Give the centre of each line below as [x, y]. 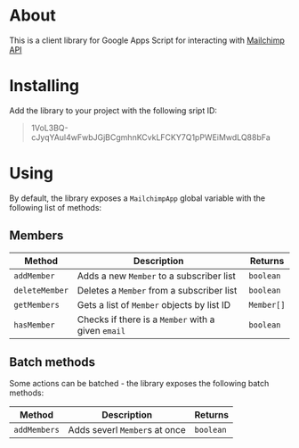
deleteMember [41, 290]
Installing [44, 86]
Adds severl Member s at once [127, 430]
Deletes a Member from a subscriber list [157, 290]
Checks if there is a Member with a [146, 319]
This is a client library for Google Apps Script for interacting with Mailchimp [147, 40]
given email [101, 330]
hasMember [34, 325]
